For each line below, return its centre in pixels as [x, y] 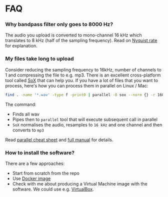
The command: [21, 104]
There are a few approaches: [35, 163]
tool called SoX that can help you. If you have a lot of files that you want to [82, 80]
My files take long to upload [39, 59]
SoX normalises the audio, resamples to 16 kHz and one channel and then [87, 124]
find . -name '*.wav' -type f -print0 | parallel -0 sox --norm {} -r [80, 95]
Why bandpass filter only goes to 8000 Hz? [59, 24]
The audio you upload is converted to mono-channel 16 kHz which [73, 35]
